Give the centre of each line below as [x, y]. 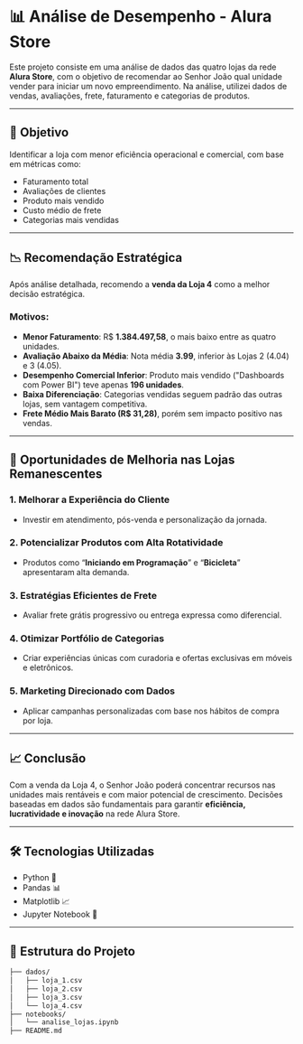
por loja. [38, 720]
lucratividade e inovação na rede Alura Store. [95, 814]
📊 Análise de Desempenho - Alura [141, 17]
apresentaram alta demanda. [76, 572]
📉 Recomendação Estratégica [96, 258]
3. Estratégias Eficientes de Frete [83, 595]
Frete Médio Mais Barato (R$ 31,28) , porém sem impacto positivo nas [152, 413]
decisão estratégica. [47, 294]
